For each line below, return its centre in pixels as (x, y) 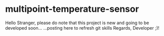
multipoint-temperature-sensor (72, 9)
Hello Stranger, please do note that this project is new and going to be (77, 23)
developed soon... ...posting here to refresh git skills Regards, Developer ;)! (82, 28)
